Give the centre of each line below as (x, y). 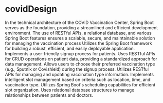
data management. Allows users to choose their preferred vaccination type (80, 64)
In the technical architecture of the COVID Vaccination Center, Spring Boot (80, 22)
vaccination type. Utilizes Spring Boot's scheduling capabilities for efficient (80, 84)
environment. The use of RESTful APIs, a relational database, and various (78, 33)
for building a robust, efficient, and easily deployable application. (70, 48)
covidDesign (31, 9)
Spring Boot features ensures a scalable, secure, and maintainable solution (80, 38)
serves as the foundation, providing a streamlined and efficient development (81, 27)
